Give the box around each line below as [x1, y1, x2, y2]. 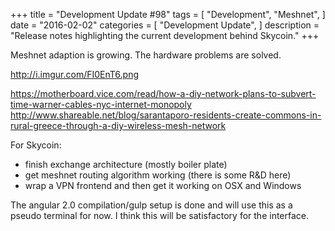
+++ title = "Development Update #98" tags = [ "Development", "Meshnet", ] [10, 9, 326, 20]
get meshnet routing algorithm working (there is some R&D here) [24, 169, 292, 181]
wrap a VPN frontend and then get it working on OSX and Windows [24, 180, 302, 191]
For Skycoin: [10, 139, 62, 151]
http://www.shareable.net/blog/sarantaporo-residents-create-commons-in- [10, 109, 322, 121]
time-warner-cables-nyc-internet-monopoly [10, 99, 192, 110]
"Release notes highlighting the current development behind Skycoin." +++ [10, 30, 320, 41]
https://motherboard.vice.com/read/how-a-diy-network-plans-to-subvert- [10, 88, 317, 99]
